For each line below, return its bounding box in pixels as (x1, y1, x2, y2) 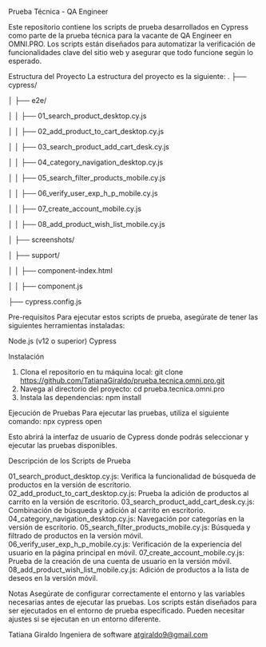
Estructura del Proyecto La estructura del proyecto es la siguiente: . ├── (8, 72, 247, 81)
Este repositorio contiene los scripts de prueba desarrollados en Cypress (8, 22, 249, 31)
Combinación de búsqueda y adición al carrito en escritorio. (8, 506, 205, 514)
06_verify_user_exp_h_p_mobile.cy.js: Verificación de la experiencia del (8, 539, 242, 549)
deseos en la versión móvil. (8, 574, 98, 582)
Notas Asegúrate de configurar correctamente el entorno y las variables (8, 589, 245, 598)
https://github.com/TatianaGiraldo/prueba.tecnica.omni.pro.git (19, 375, 225, 385)
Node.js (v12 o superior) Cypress (8, 336, 117, 346)
